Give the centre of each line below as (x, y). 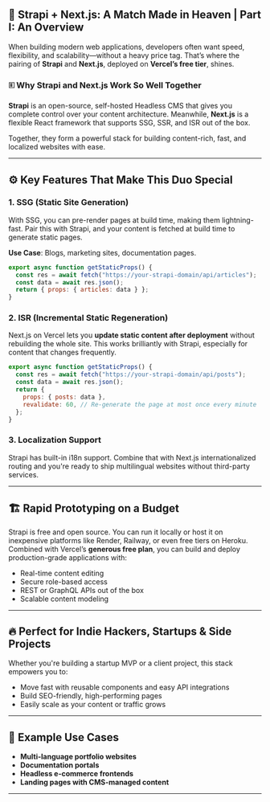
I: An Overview (46, 28)
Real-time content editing (62, 573)
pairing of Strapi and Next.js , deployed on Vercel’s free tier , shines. (121, 63)
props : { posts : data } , (64, 397)
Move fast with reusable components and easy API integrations (125, 687)
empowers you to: (38, 672)
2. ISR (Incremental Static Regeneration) (88, 318)
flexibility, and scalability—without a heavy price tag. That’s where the (124, 55)
